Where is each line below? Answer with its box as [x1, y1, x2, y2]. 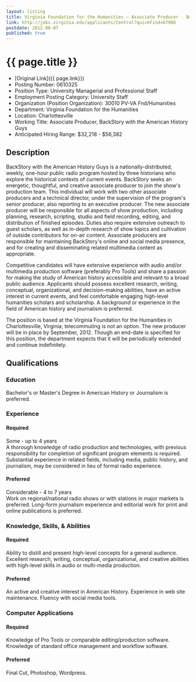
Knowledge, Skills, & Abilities [6, 522, 90, 530]
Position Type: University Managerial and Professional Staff [14, 87, 157, 94]
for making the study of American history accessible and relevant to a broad [6, 274, 189, 281]
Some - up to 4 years [6, 437, 57, 445]
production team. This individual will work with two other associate [6, 188, 166, 195]
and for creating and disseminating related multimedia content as [6, 244, 163, 251]
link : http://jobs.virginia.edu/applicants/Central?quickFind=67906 [6, 19, 176, 25]
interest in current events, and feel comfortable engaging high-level [6, 292, 169, 299]
